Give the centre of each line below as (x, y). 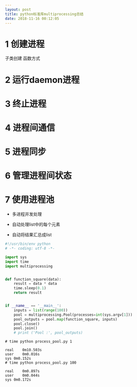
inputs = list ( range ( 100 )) (41, 310)
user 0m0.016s (22, 355)
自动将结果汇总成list (32, 235)
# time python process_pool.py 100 (41, 363)
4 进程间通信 (30, 128)
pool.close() (27, 324)
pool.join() (26, 328)
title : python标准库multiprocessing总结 (44, 14)
